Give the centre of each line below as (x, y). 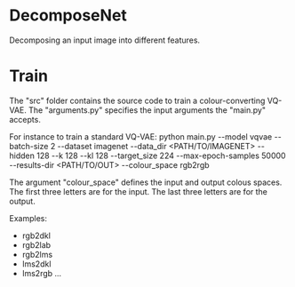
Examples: (28, 218)
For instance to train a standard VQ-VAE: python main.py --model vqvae (141, 136)
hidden (22, 155)
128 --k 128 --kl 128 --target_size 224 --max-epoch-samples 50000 (161, 155)
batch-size (29, 146)
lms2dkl (36, 264)
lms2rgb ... (42, 273)
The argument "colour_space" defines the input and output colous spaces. (146, 182)
